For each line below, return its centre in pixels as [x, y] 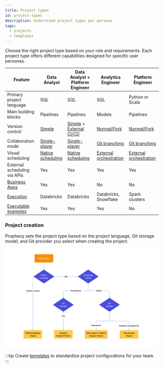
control [14, 131]
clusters [137, 199]
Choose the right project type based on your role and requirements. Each [79, 51]
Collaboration [20, 141]
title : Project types [27, 10]
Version [15, 126]
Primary [15, 94]
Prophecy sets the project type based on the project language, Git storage [80, 236]
